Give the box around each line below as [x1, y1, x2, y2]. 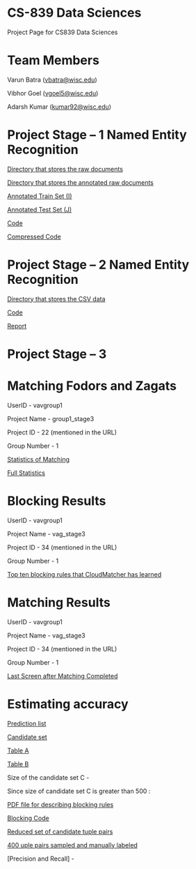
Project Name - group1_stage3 [7, 414, 95, 423]
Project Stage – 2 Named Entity [7, 257, 190, 273]
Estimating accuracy [7, 696, 129, 712]
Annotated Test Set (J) [7, 205, 72, 213]
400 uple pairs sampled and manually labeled [7, 840, 138, 849]
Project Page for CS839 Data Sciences [7, 28, 118, 36]
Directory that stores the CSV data [7, 294, 106, 303]
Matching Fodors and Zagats [7, 378, 177, 394]
